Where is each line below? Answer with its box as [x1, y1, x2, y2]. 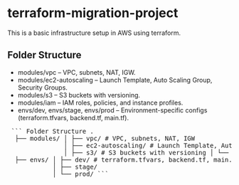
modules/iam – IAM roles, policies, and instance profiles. [17, 98, 184, 107]
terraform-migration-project [7, 5, 179, 21]
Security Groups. [17, 83, 68, 92]
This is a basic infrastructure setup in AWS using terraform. [7, 28, 181, 37]
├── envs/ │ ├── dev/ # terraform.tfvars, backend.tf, [14, 155, 211, 164]
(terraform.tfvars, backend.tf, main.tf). [17, 113, 129, 122]
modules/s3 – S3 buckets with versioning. [17, 90, 141, 99]
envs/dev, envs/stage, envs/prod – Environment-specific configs [17, 105, 208, 115]
